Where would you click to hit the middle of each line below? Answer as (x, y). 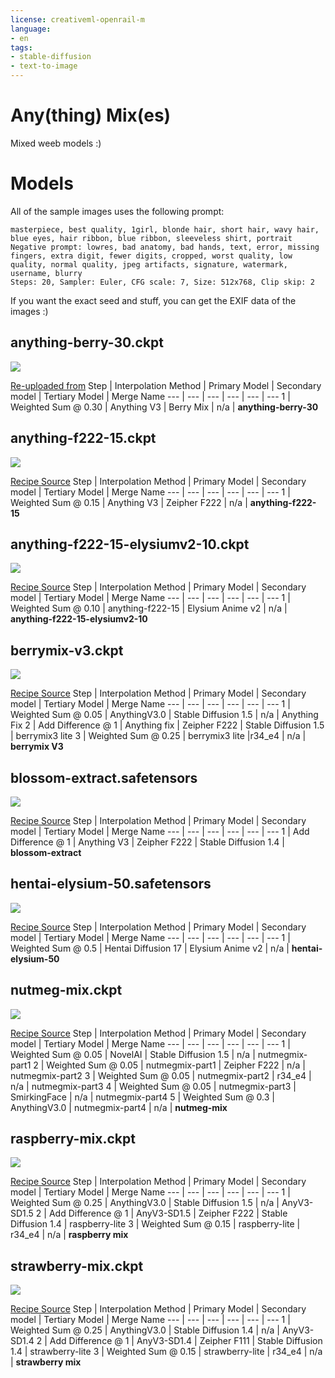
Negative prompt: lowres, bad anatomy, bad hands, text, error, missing (165, 247)
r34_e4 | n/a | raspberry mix (69, 1235)
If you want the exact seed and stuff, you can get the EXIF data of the (153, 300)
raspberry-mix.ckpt (73, 1138)
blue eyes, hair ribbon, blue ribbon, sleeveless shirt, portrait (151, 238)
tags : (21, 47)
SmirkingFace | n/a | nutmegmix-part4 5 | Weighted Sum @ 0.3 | (142, 1097)
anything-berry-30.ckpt (87, 342)
